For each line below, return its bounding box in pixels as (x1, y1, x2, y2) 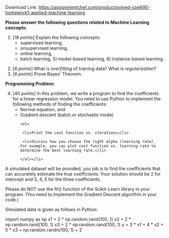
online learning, (20, 50, 53, 56)
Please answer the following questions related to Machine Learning (5, 20, 150, 25)
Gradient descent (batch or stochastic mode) (20, 112, 114, 118)
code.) (5, 197, 19, 203)
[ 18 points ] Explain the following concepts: (12, 35, 101, 40)
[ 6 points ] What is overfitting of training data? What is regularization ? (12, 65, 156, 71)
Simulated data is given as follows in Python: (5, 206, 98, 212)
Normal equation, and (20, 107, 66, 112)
